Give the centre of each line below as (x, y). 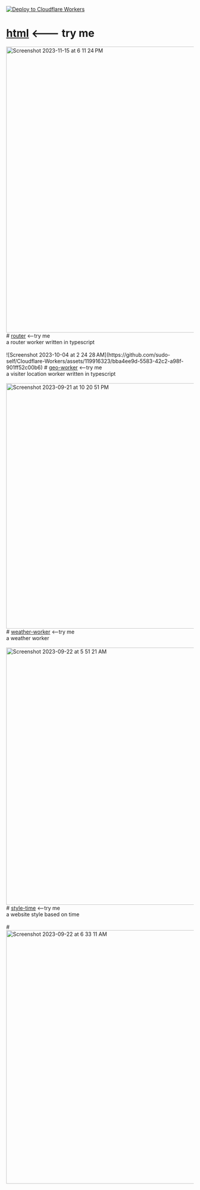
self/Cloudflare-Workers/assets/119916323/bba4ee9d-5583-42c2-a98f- (95, 361)
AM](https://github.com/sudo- (133, 354)
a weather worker (28, 638)
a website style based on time (43, 914)
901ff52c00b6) (24, 367)
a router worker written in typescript (51, 342)
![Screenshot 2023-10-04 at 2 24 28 (51, 354)
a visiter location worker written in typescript (61, 373)
